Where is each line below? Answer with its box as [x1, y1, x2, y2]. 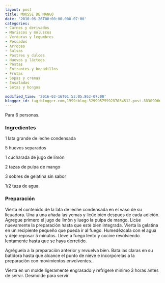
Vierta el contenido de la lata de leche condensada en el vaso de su [5, 206, 142, 212]
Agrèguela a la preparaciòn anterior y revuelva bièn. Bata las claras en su [5, 247, 153, 253]
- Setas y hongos [5, 85, 41, 90]
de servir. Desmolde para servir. [5, 272, 70, 278]
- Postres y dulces [5, 53, 45, 58]
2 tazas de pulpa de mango [5, 164, 60, 170]
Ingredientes [5, 124, 36, 131]
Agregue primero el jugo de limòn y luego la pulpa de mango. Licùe [5, 217, 141, 223]
